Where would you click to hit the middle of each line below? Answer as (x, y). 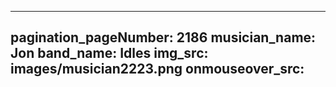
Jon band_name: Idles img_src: (109, 53)
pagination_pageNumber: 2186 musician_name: (163, 37)
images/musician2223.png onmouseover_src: (157, 69)
